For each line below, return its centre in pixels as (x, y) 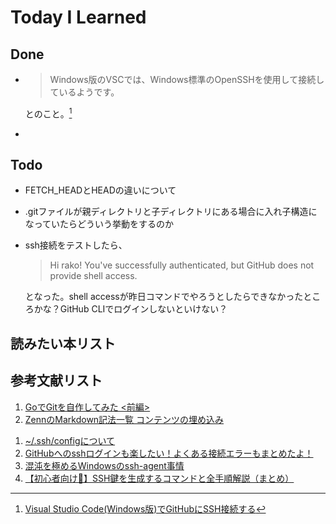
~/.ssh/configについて (70, 440)
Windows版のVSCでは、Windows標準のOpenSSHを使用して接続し (187, 79)
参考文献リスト (56, 381)
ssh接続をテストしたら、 (76, 245)
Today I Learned (78, 17)
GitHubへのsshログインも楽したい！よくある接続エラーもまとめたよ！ (169, 453)
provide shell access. (93, 276)
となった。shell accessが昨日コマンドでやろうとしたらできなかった (164, 297)
